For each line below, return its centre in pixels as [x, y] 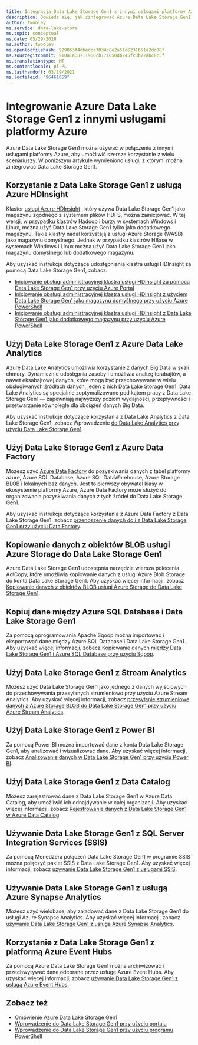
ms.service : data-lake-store [42, 28]
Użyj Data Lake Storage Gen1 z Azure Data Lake [95, 344]
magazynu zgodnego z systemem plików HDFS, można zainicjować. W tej [96, 215]
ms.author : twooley [30, 45]
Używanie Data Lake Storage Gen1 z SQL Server [95, 833]
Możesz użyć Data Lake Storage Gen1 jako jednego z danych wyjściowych [96, 686]
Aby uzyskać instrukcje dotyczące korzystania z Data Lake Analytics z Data [98, 416]
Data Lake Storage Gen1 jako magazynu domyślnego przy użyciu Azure [101, 300]
